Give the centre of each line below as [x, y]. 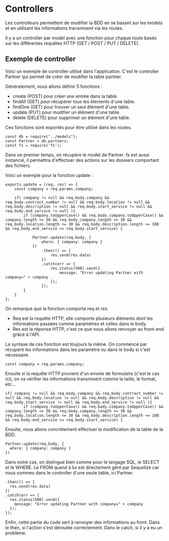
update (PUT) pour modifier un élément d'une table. [66, 112]
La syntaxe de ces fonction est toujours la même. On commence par [76, 344]
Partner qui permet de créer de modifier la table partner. [64, 77]
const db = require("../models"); [42, 137]
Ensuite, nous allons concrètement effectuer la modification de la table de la [84, 429]
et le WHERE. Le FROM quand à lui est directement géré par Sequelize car [82, 467]
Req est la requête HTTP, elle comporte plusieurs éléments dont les [82, 318]
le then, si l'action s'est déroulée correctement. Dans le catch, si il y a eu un [84, 527]
